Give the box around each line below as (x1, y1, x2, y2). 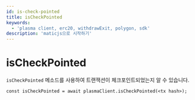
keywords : (6, 20, 31, 25)
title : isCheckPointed (6, 14, 62, 20)
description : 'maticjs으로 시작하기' (6, 31, 92, 37)
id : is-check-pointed (6, 8, 60, 15)
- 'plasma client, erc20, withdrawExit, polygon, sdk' (11, 25, 150, 31)
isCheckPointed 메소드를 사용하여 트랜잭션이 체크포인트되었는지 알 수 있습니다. (6, 76, 190, 83)
